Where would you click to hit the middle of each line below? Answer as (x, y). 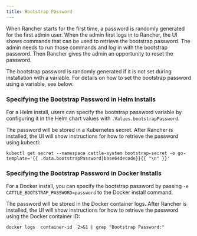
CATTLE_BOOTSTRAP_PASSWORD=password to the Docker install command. (90, 192)
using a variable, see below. (40, 84)
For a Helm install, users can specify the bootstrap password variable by (94, 112)
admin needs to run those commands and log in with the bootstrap (87, 47)
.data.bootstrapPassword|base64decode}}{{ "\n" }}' (105, 158)
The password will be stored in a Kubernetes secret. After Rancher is (90, 130)
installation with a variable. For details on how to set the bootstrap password (99, 77)
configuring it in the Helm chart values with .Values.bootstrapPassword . (93, 118)
